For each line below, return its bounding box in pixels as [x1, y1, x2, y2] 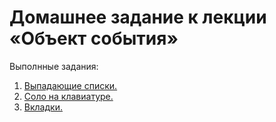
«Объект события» [9, 27, 179, 50]
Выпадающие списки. [23, 79, 118, 91]
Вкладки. [23, 101, 63, 113]
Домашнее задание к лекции [9, 6, 267, 29]
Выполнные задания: [9, 60, 99, 72]
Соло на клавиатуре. [23, 90, 114, 102]
